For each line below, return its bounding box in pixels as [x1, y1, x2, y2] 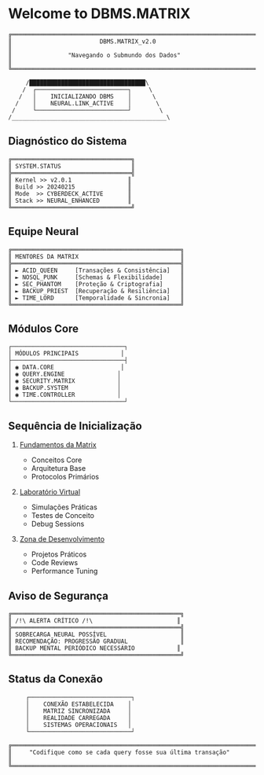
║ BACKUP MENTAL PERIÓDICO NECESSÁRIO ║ [8, 645, 181, 652]
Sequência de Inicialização [8, 419, 143, 432]
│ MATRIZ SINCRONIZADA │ [25, 707, 132, 715]
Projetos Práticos [31, 549, 87, 559]
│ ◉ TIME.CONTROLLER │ [8, 391, 122, 399]
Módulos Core [8, 321, 79, 335]
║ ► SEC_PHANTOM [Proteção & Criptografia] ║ [8, 280, 185, 288]
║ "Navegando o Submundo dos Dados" [8, 51, 181, 59]
